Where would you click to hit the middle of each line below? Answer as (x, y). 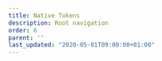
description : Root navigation (59, 23)
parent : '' (26, 38)
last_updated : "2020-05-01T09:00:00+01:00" (82, 45)
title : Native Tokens (44, 15)
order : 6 (23, 30)
